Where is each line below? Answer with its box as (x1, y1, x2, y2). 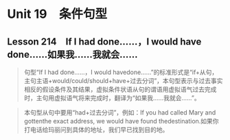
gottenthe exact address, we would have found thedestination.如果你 (23, 117, 219, 125)
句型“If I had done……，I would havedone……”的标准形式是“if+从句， (23, 68, 218, 76)
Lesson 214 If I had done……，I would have (7, 36, 202, 47)
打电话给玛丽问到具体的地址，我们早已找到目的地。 (23, 126, 169, 134)
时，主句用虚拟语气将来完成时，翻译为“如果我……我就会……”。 (23, 94, 200, 102)
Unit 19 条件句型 (7, 6, 108, 22)
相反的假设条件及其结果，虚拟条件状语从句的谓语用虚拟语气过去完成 (23, 85, 217, 93)
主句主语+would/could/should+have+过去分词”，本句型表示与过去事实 (23, 77, 223, 84)
